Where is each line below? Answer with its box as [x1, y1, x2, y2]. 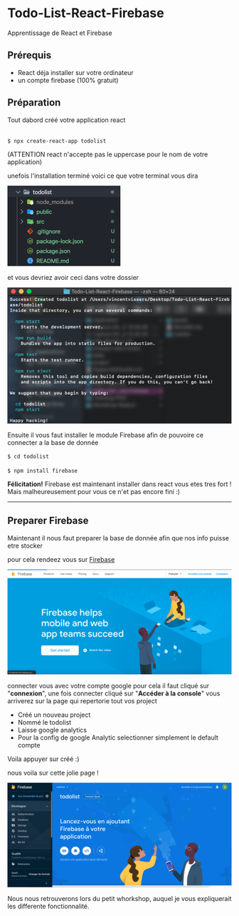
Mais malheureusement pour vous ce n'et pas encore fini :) [7, 487, 180, 495]
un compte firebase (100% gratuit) [17, 76, 119, 84]
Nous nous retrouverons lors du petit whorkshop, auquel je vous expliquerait [7, 895, 232, 903]
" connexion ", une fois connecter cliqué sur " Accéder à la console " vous [7, 689, 221, 698]
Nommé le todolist [17, 718, 72, 726]
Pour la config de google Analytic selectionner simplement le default [17, 733, 219, 742]
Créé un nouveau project [17, 710, 91, 719]
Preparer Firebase [7, 515, 89, 527]
